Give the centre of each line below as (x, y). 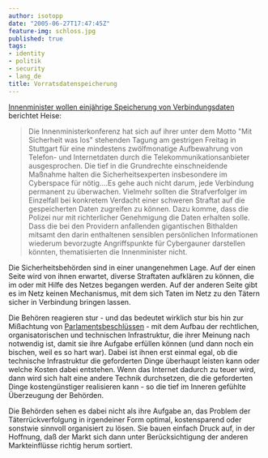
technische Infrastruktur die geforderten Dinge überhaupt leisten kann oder (134, 361)
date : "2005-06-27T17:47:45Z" (60, 24)
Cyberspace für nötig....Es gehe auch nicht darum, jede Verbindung (141, 182)
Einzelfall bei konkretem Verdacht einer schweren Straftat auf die (136, 200)
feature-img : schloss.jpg (52, 31)
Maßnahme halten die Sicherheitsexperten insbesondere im (128, 174)
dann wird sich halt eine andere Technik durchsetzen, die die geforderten (131, 378)
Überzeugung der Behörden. (56, 395)
